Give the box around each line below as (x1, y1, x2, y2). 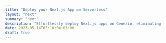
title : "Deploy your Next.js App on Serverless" (5, 7, 108, 12)
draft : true (5, 30, 30, 35)
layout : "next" (5, 12, 37, 17)
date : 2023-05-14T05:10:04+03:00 (5, 26, 75, 31)
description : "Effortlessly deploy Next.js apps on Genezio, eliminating (5, 21, 162, 26)
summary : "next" (5, 16, 39, 21)
